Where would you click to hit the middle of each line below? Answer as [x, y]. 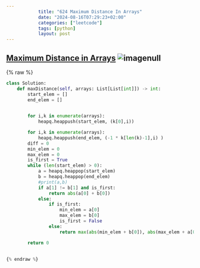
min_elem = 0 [44, 149]
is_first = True [48, 160]
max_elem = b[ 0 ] [79, 216]
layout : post [54, 34]
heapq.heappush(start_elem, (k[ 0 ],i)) [86, 122]
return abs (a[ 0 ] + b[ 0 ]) [79, 193]
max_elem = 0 [44, 155]
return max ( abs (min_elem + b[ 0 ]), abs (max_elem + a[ [126, 232]
